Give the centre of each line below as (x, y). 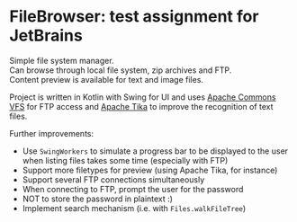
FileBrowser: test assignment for (134, 17)
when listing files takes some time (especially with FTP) (125, 160)
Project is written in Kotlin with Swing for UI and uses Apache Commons (143, 97)
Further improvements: (52, 133)
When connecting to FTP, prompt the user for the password (133, 189)
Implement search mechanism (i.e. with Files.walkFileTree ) (134, 208)
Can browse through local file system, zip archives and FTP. (121, 70)
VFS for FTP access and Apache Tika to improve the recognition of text (141, 106)
